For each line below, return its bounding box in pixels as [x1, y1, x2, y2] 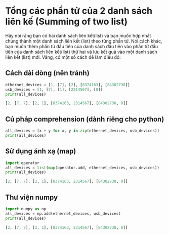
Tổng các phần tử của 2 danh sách [5, 5, 153, 17]
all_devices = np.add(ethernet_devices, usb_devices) [5, 211, 121, 216]
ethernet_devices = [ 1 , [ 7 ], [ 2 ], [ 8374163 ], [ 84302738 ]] [5, 82, 130, 87]
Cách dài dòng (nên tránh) [5, 69, 90, 77]
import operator [5, 160, 39, 166]
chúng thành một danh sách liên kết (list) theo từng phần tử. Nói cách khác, [5, 38, 163, 44]
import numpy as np [5, 206, 47, 211]
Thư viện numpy [5, 193, 58, 202]
